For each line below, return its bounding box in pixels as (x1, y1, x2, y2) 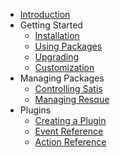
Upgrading (34, 51, 80, 63)
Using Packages (34, 40, 103, 52)
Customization (34, 62, 95, 73)
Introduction (19, 9, 71, 20)
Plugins (19, 104, 52, 116)
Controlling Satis (34, 83, 103, 94)
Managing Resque (34, 94, 110, 105)
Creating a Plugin (34, 115, 107, 126)
